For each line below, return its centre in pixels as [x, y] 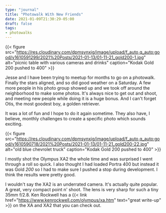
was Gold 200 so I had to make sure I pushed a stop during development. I [82, 169]
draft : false [19, 24]
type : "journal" [22, 10]
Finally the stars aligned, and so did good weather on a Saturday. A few [78, 83]
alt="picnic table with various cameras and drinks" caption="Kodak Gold [80, 63]
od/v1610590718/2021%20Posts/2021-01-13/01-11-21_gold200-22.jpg [76, 144]
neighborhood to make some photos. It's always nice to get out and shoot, [81, 93]
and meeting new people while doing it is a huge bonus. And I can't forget [81, 99]
